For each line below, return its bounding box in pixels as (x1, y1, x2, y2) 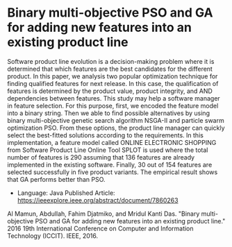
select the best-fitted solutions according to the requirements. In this (7, 130, 204, 139)
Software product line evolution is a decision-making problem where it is (7, 57, 215, 65)
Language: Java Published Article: (17, 189, 116, 197)
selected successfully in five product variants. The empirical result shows (7, 168, 218, 176)
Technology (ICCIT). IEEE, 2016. (7, 231, 99, 240)
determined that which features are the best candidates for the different (7, 65, 213, 73)
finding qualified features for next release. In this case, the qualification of (7, 79, 219, 87)
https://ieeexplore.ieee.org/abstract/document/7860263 (17, 196, 179, 204)
